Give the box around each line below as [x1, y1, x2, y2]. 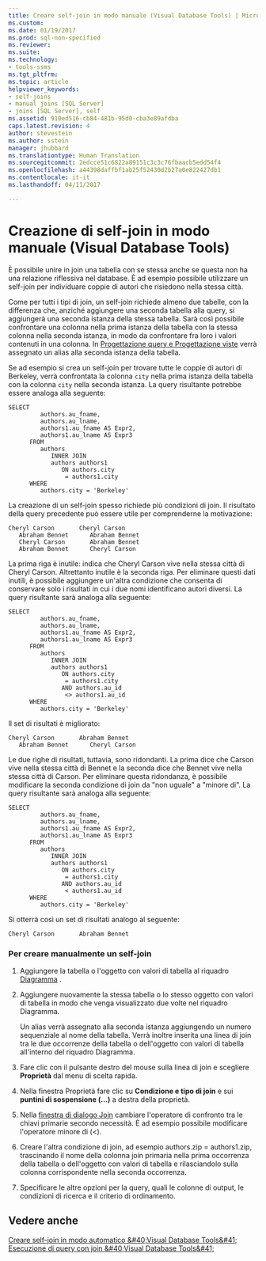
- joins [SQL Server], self [8, 108, 101, 116]
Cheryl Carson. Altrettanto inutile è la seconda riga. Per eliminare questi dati [8, 567, 256, 576]
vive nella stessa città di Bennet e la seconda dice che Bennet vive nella [8, 763, 243, 773]
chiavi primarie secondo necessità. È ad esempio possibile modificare [19, 1118, 248, 1128]
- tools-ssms [8, 63, 51, 71]
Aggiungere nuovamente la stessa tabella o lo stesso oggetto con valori [19, 989, 253, 999]
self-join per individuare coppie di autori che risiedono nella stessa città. [8, 282, 244, 291]
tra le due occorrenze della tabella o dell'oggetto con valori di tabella [19, 1039, 244, 1048]
